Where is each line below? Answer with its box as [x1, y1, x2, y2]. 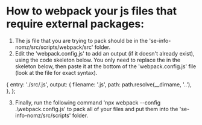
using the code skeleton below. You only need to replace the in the [14, 56, 181, 63]
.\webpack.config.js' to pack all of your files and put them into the [14, 105, 178, 112]
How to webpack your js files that [6, 4, 177, 18]
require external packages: [6, 17, 145, 31]
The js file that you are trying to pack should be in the [14, 37, 148, 44]
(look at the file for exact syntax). [14, 69, 98, 76]
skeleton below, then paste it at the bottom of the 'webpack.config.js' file [14, 62, 197, 70]
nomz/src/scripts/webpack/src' [14, 43, 93, 51]
